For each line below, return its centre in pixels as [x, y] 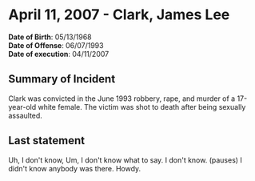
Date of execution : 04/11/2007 [59, 54]
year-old [22, 107]
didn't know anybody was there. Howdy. [75, 168]
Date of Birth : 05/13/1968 [50, 37]
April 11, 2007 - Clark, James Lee [119, 15]
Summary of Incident [62, 79]
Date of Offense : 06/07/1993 [56, 45]
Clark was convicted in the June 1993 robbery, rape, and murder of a [122, 99]
